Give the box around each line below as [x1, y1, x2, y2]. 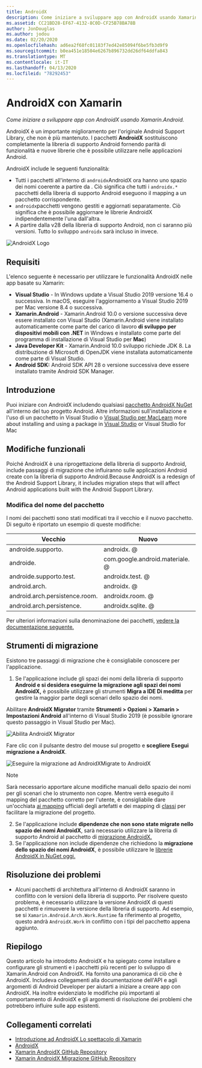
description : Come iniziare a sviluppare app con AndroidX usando [6, 14, 176, 20]
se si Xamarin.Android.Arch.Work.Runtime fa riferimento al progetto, [14, 911, 182, 918]
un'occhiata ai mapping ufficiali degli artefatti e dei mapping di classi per [6, 802, 186, 809]
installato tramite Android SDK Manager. [14, 368, 114, 375]
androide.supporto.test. [9, 572, 76, 581]
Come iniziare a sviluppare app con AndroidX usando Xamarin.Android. [6, 116, 185, 123]
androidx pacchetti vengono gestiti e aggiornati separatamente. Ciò [14, 202, 181, 209]
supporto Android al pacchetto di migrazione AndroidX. [14, 833, 152, 840]
